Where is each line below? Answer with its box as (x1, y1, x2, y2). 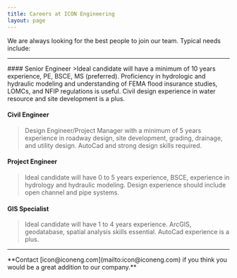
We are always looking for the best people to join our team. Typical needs (7, 36, 221, 45)
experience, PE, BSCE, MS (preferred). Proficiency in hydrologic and (7, 71, 206, 80)
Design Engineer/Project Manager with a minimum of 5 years (24, 126, 202, 134)
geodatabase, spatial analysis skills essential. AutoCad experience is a (24, 228, 230, 236)
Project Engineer (7, 157, 58, 166)
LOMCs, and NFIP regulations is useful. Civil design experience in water (7, 86, 217, 95)
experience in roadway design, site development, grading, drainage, (24, 134, 223, 142)
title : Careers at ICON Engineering (7, 10, 115, 18)
